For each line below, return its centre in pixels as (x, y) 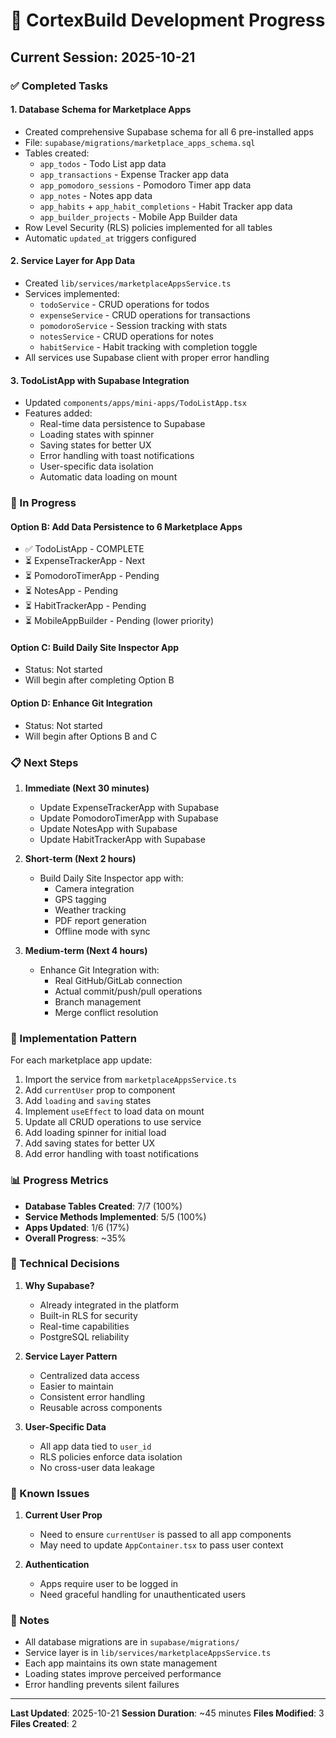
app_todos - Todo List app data (103, 163)
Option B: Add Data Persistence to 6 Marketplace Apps (126, 526)
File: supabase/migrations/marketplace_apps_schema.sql (140, 142)
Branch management (98, 1001)
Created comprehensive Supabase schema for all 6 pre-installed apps (169, 131)
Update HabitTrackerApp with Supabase (122, 839)
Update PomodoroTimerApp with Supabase (129, 818)
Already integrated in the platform (109, 1305)
